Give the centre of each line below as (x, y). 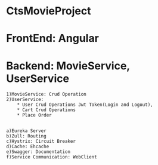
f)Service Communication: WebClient (52, 157)
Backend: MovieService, (68, 65)
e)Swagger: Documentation (38, 152)
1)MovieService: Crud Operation (46, 94)
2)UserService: (25, 100)
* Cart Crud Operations (47, 110)
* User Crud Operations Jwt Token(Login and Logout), (85, 105)
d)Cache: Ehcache (28, 147)
